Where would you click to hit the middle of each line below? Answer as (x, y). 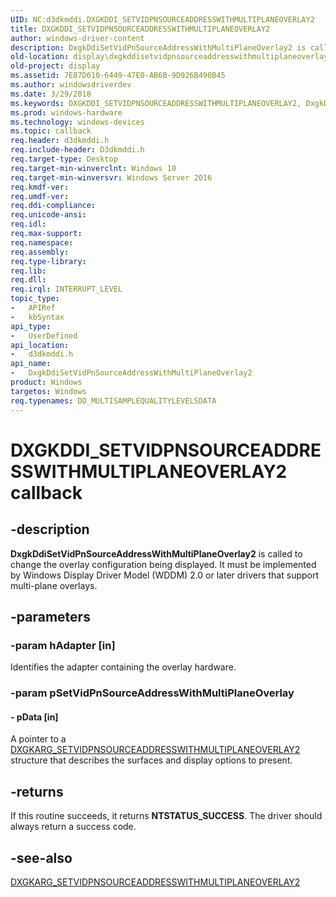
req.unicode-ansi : (48, 215)
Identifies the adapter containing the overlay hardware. (123, 667)
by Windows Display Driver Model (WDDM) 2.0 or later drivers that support (165, 575)
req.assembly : (40, 252)
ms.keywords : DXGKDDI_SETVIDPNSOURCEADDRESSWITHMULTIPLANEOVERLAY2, (156, 103)
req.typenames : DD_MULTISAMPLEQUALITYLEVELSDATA (113, 401)
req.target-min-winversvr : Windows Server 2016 (111, 177)
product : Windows (46, 382)
